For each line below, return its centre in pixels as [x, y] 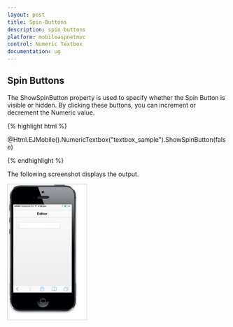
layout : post [26, 15]
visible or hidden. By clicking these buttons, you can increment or [102, 105]
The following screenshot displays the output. [73, 174]
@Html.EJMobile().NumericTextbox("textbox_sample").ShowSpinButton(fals [116, 139]
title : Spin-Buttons [37, 22]
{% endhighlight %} [36, 160]
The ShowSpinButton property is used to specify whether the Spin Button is [116, 97]
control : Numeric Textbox [45, 44]
